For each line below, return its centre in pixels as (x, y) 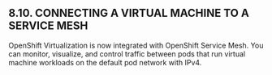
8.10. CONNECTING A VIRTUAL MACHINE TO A (129, 13)
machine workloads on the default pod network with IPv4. (105, 62)
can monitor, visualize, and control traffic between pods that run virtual (127, 54)
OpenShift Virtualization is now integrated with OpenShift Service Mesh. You (136, 45)
